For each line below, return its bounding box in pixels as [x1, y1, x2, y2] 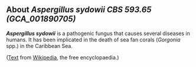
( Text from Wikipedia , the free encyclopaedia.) [6, 53, 119, 61]
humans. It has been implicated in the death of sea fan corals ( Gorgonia [6, 36, 181, 43]
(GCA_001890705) [6, 14, 76, 24]
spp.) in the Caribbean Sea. [6, 42, 73, 49]
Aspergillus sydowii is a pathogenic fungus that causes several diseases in [6, 30, 190, 37]
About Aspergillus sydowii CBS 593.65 [6, 5, 152, 15]
